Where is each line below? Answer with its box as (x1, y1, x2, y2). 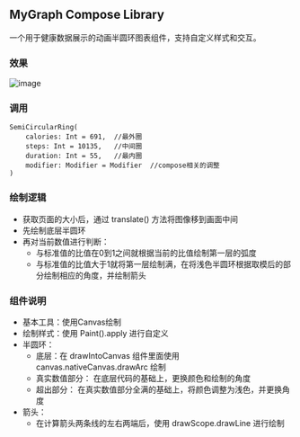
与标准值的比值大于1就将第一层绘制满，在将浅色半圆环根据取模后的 (35, 258, 284, 269)
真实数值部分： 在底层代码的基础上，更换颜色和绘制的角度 (35, 373, 251, 383)
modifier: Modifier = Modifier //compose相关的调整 (25, 161, 220, 170)
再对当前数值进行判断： (22, 236, 110, 246)
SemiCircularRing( (9, 123, 78, 132)
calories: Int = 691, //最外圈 (25, 132, 143, 142)
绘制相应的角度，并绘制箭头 (43, 270, 146, 281)
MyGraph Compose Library (9, 7, 164, 22)
